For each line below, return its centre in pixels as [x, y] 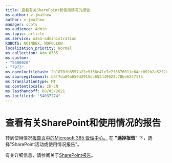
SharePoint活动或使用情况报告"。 [47, 145]
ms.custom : [17, 58]
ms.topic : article [25, 34]
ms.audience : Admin [26, 29]
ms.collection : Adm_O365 [32, 53]
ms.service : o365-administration [41, 39]
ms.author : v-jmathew [28, 15]
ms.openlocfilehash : [27, 72]
